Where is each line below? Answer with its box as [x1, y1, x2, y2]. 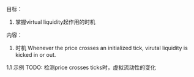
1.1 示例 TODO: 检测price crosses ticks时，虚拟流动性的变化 [6, 64, 156, 71]
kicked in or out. [15, 51, 56, 58]
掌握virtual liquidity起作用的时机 [15, 18, 96, 26]
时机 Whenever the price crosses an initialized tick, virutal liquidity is [15, 45, 188, 51]
